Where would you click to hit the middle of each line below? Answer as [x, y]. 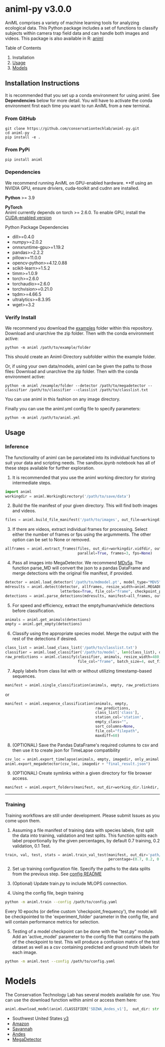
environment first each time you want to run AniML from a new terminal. [78, 106]
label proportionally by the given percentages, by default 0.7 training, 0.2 [86, 840]
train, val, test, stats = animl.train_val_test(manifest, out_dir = [77, 855]
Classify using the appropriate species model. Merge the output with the [85, 634]
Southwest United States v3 [40, 1018]
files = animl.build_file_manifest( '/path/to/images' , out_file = [73, 520]
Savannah [22, 1029]
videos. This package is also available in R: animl [55, 38]
